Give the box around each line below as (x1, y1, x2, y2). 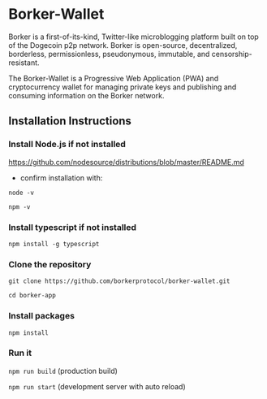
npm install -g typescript (8, 240, 100, 248)
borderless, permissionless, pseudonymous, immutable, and (8, 49, 210, 59)
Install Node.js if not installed (8, 139, 126, 150)
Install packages (8, 310, 75, 322)
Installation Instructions (8, 115, 132, 128)
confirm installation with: (19, 172, 103, 183)
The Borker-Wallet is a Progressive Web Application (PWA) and (8, 73, 219, 83)
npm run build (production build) (8, 366, 118, 375)
